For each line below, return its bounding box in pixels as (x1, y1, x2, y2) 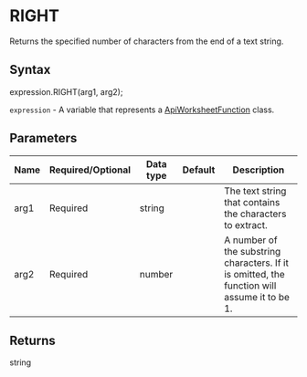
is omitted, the (223, 267, 285, 280)
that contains (223, 195, 281, 208)
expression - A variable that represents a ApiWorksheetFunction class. (9, 104, 275, 115)
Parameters (9, 131, 78, 146)
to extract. (223, 218, 268, 231)
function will (223, 279, 277, 292)
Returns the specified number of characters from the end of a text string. (9, 36, 284, 47)
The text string (223, 184, 287, 197)
